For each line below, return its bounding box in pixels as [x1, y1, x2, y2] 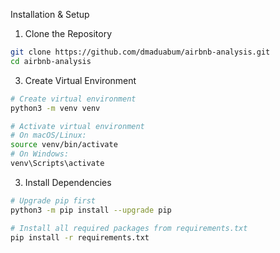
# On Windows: [10, 149, 70, 159]
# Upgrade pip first [10, 195, 97, 206]
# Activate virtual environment [10, 121, 145, 131]
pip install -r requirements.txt [10, 232, 150, 243]
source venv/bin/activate [10, 140, 118, 150]
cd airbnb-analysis [10, 56, 92, 66]
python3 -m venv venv [10, 103, 101, 113]
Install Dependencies [24, 176, 112, 188]
